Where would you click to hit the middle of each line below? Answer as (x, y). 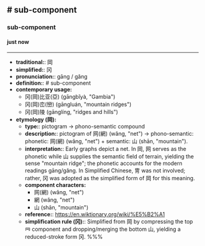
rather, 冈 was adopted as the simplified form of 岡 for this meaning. (110, 178)
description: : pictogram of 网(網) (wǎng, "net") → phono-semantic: (109, 133)
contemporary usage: (44, 89)
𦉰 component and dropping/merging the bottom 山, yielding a (103, 229)
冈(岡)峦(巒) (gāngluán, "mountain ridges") (78, 104)
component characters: (55, 184)
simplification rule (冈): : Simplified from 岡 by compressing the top (109, 221)
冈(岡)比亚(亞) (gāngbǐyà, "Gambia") (70, 96)
